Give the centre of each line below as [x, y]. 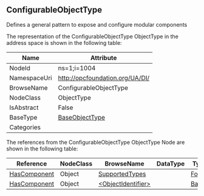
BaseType [23, 117]
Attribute [104, 58]
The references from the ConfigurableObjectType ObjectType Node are [96, 142]
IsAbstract [24, 107]
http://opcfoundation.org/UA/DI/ [104, 78]
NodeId [20, 68]
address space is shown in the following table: [64, 42]
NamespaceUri [31, 78]
